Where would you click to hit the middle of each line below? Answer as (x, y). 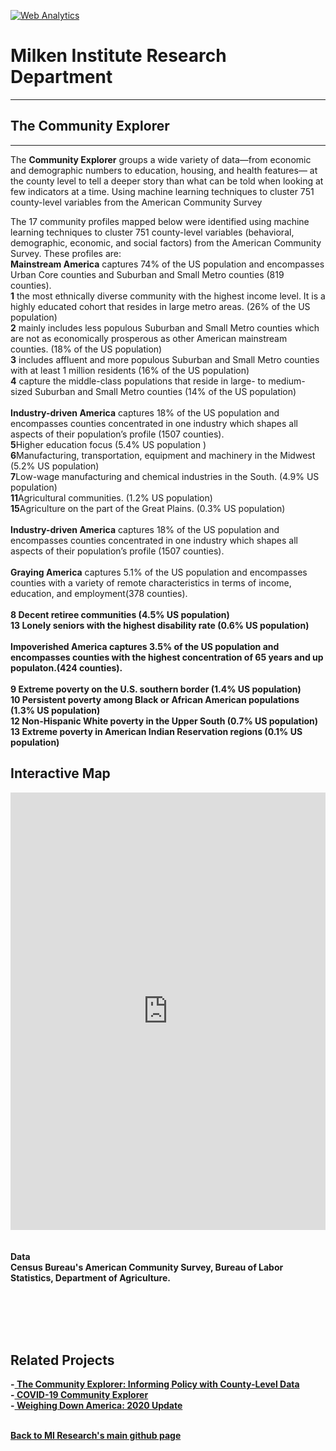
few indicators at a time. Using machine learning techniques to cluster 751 (162, 191)
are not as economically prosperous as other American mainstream (149, 338)
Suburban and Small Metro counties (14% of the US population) (165, 391)
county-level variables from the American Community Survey (136, 202)
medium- (287, 381)
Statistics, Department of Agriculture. (90, 1277)
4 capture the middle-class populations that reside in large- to (138, 381)
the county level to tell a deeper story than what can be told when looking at (167, 181)
